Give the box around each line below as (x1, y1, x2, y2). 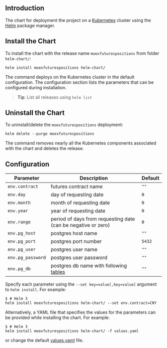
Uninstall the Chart (5, 109, 65, 117)
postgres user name (50, 246, 98, 253)
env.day (7, 192, 26, 197)
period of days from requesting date (50, 215, 135, 222)
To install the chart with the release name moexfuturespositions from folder (5, 50, 160, 56)
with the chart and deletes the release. (5, 146, 84, 152)
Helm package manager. (5, 22, 56, 28)
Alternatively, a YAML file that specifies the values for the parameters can (5, 309, 156, 316)
